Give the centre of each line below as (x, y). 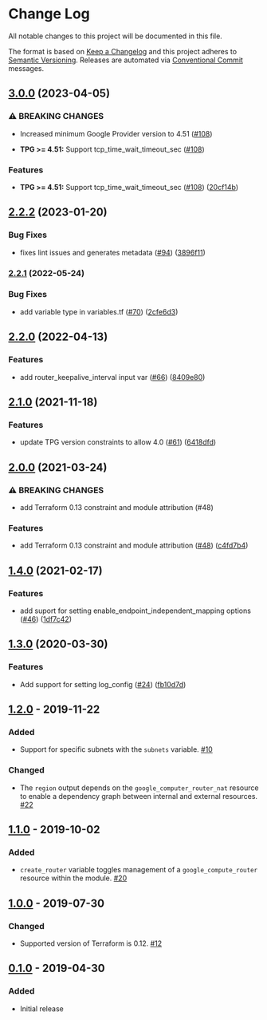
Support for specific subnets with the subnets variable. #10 (116, 749)
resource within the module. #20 (73, 878)
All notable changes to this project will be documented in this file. (116, 36)
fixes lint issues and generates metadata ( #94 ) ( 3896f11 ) (112, 252)
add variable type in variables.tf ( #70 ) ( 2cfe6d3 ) (99, 311)
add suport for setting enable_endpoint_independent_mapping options (135, 611)
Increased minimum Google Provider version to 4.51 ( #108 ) (116, 133)
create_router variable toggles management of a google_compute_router (138, 870)
